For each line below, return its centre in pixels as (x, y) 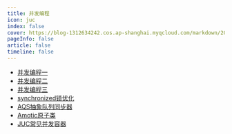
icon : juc (21, 20)
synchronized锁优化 (46, 98)
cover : (17, 33)
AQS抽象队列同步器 (45, 107)
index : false (26, 26)
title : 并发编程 (28, 13)
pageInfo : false (30, 39)
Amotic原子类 (37, 115)
